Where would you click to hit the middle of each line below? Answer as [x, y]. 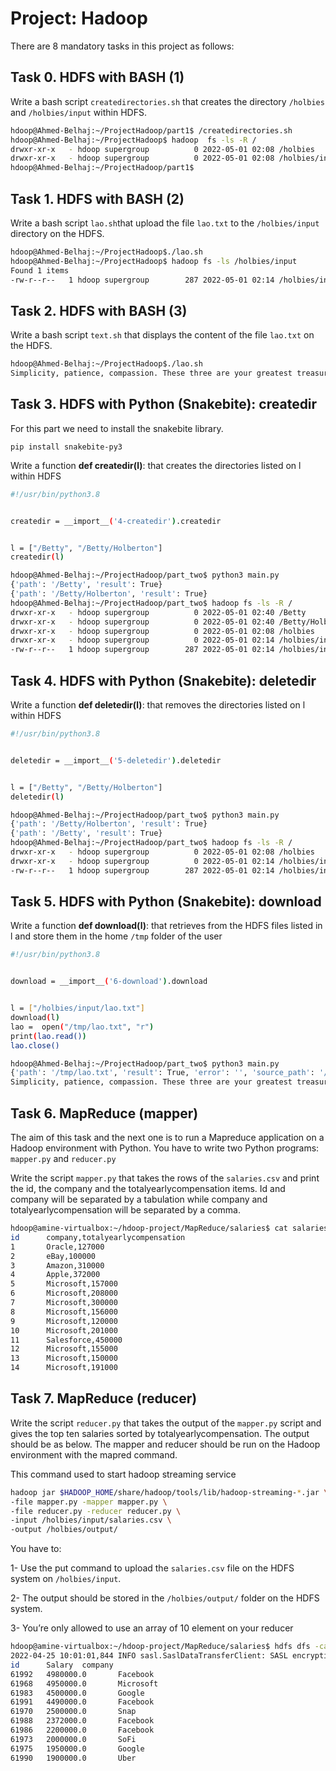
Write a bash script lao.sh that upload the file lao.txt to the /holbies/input [165, 223]
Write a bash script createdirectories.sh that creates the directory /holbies [167, 101]
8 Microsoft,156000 [64, 1312]
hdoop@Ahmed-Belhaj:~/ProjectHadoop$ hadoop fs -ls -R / [133, 140]
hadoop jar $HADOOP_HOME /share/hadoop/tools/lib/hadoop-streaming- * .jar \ [169, 1492]
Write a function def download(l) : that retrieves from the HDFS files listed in [166, 926]
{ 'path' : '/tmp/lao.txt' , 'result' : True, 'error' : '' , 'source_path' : [162, 1073]
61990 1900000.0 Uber [73, 1758]
